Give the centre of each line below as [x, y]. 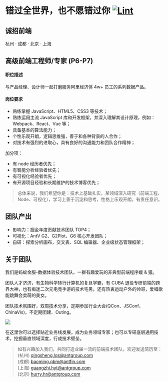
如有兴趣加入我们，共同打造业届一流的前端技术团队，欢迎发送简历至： [90, 349]
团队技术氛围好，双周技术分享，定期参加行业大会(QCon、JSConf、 [74, 306]
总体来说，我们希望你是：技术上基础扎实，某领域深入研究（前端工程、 [90, 193]
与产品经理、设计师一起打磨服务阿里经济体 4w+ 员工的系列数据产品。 [77, 86]
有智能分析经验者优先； [36, 170]
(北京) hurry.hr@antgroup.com [49, 374]
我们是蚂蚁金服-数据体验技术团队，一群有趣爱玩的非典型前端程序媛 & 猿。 [81, 272]
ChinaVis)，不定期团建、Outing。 [39, 312]
